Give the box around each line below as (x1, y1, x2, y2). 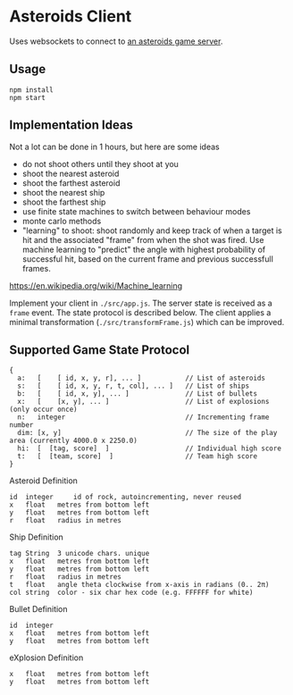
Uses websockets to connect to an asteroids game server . (9, 36, 223, 46)
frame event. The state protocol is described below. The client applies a (9, 306, 272, 318)
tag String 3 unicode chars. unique (9, 549, 150, 558)
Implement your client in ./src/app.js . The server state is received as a (9, 297, 272, 308)
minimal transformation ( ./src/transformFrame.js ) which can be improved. (9, 316, 285, 327)
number (9, 421, 34, 430)
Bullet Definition (9, 604, 69, 615)
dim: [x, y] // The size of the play (17, 429, 278, 438)
